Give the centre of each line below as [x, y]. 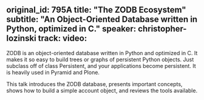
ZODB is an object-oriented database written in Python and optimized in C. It [102, 53]
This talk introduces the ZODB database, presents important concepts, [94, 84]
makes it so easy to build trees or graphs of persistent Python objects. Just [100, 59]
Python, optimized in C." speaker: [71, 29]
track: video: [63, 38]
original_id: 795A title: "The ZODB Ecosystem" [96, 10]
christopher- [162, 29]
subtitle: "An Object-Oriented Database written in [102, 20]
